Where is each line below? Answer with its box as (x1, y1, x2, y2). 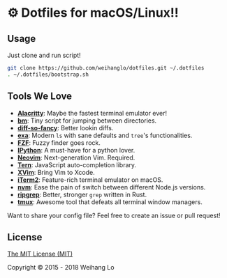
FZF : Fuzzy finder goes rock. (17, 138, 101, 147)
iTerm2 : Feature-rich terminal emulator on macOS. (17, 176, 163, 184)
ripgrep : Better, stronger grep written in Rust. (17, 190, 147, 199)
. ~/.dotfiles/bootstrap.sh (7, 71, 89, 78)
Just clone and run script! (7, 51, 82, 59)
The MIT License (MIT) (7, 249, 73, 258)
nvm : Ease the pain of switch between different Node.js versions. (17, 183, 206, 191)
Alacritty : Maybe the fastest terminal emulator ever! (17, 109, 168, 117)
